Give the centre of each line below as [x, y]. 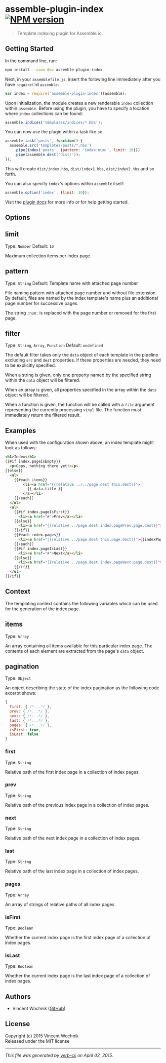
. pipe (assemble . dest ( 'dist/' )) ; [47, 155]
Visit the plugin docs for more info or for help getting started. [67, 202]
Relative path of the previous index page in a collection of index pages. [77, 805]
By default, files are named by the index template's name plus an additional [82, 298]
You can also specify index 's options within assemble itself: [65, 183]
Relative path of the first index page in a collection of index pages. [72, 772]
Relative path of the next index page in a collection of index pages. [73, 838]
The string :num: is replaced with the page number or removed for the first [81, 313]
